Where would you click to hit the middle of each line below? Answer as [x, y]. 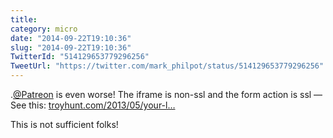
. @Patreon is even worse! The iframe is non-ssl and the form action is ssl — [166, 94]
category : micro [44, 29]
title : [24, 19]
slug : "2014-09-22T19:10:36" [71, 47]
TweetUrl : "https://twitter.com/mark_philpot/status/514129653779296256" [167, 66]
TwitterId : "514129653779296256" [80, 57]
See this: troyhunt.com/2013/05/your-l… [93, 105]
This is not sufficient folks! [64, 124]
